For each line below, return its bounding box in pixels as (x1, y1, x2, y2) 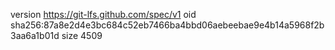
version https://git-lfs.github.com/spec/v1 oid (10, 9, 197, 20)
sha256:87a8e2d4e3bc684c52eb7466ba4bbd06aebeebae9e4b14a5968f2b (10, 19, 325, 31)
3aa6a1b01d (10, 30, 60, 41)
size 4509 (61, 30, 103, 41)
